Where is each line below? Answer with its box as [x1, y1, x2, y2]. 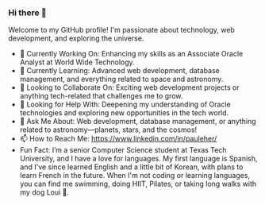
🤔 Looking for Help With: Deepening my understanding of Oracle [19, 99, 232, 110]
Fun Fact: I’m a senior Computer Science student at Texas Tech [19, 145, 227, 155]
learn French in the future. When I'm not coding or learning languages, [19, 171, 251, 180]
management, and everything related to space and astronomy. [19, 75, 224, 84]
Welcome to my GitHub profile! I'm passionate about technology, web [8, 25, 236, 35]
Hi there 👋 [8, 7, 48, 18]
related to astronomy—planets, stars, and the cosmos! [19, 125, 198, 134]
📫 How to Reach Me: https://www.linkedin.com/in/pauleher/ [19, 134, 217, 144]
